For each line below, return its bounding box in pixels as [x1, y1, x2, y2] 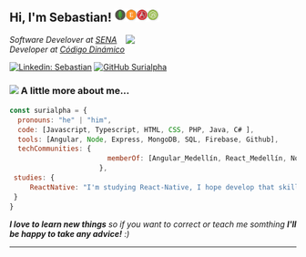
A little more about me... [20, 84, 130, 97]
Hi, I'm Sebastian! [9, 10, 112, 26]
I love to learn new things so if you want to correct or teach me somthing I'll [9, 219, 297, 230]
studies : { [13, 173, 55, 182]
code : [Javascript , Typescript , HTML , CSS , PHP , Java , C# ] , [17, 125, 255, 134]
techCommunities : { [17, 144, 92, 154]
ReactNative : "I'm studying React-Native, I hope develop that [29, 182, 275, 191]
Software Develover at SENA [9, 34, 117, 45]
